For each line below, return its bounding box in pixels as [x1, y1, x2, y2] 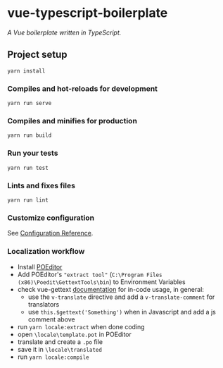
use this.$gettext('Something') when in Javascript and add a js [27, 307, 216, 316]
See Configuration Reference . [7, 229, 94, 238]
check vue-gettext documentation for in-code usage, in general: [17, 285, 204, 293]
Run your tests [7, 148, 58, 158]
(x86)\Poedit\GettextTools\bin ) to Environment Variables [17, 277, 186, 286]
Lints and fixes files [7, 180, 76, 190]
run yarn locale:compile [17, 352, 89, 361]
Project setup [7, 49, 68, 61]
